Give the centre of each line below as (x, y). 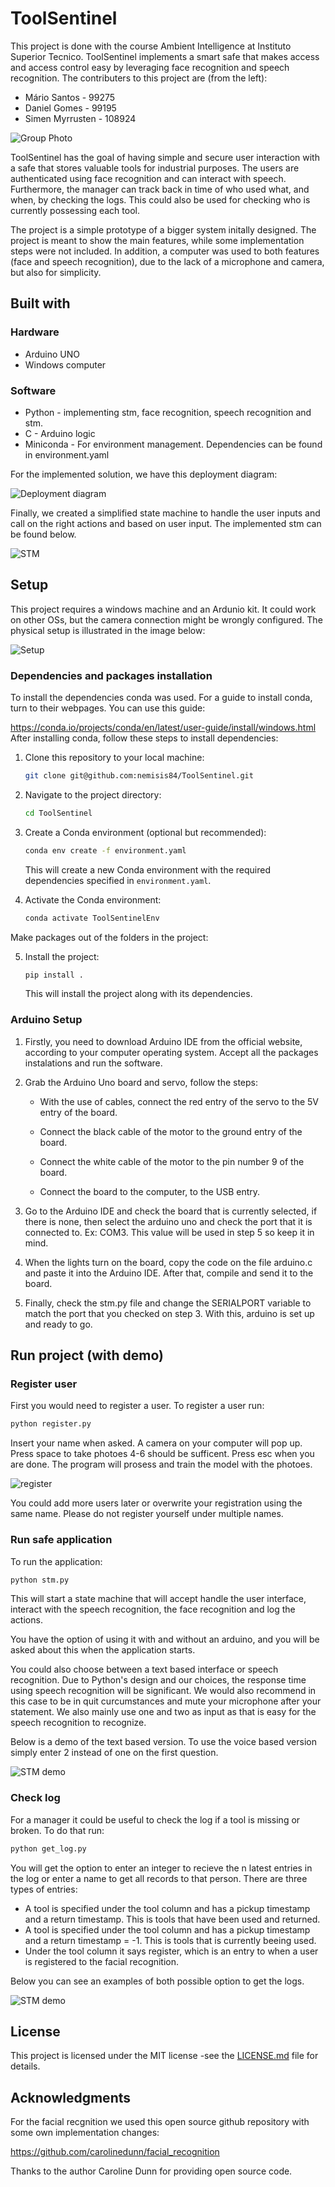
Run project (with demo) (87, 1355)
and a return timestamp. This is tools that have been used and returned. (172, 1919)
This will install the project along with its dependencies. (138, 994)
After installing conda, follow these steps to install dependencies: (144, 738)
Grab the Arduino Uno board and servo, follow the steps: (141, 1082)
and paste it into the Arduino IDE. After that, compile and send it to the (169, 1273)
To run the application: (56, 1561)
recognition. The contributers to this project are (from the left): (139, 78)
